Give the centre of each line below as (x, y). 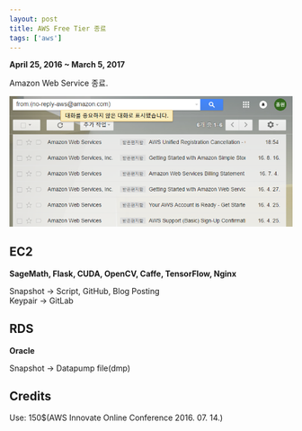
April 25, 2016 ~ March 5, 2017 (67, 65)
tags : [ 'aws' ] (36, 38)
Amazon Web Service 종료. (59, 83)
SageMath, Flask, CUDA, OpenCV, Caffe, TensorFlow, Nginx (123, 274)
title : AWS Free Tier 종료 (58, 28)
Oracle (22, 350)
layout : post (34, 19)
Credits (31, 396)
